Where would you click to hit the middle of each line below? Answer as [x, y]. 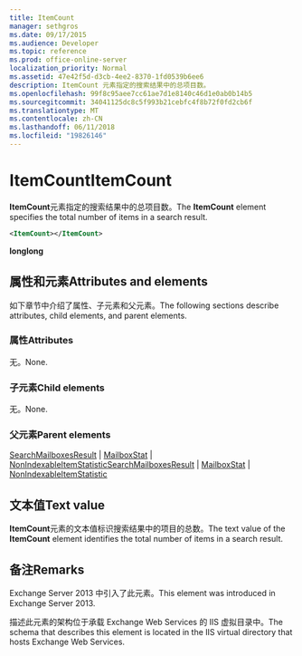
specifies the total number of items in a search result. [109, 217]
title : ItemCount [42, 18]
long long [26, 251]
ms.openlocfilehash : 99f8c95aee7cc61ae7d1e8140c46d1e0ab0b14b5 [131, 93]
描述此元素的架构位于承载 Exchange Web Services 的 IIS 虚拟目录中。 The [146, 622]
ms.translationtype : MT [54, 111]
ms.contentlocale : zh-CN [56, 119]
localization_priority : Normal [68, 69]
